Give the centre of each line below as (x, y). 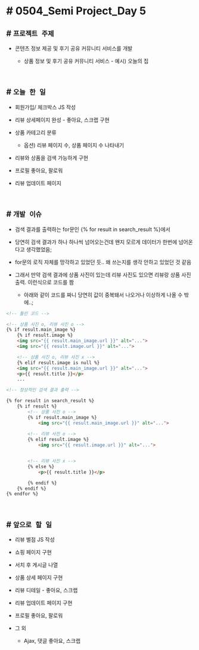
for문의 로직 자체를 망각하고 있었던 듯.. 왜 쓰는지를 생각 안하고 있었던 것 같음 (103, 262)
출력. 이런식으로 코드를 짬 (44, 282)
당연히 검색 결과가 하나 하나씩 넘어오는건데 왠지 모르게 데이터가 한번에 (96, 242)
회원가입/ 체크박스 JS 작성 (45, 107)
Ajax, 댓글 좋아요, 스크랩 (52, 641)
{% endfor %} (22, 494)
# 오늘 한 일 (26, 92)
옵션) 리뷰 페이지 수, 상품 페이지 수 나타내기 (74, 145)
